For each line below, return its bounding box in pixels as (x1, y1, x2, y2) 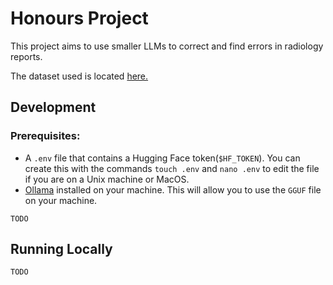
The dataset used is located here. (10, 70, 149, 82)
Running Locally (10, 241, 113, 258)
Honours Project (10, 7, 149, 30)
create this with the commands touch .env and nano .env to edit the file (24, 162, 320, 174)
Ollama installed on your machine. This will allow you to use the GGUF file (24, 183, 322, 196)
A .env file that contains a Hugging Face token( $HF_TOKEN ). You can (24, 152, 301, 164)
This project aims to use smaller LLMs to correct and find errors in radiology (10, 40, 324, 52)
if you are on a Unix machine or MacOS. (24, 173, 190, 185)
